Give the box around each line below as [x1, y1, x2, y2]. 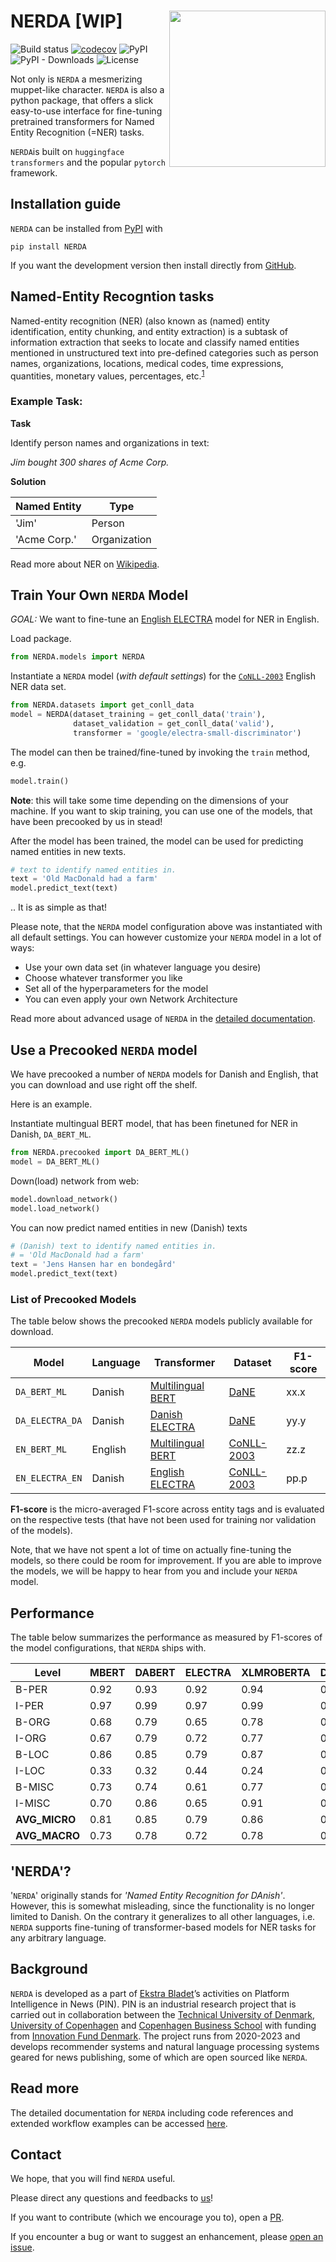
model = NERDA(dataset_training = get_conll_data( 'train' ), [10, 710, 267, 720]
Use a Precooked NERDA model [10, 1041, 198, 1059]
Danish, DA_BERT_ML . [10, 1128, 92, 1140]
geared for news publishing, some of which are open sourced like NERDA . [10, 2051, 308, 2063]
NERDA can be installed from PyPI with [10, 222, 163, 234]
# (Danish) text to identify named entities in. [10, 1241, 217, 1251]
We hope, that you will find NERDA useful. [10, 2173, 176, 2185]
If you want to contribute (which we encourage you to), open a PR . [10, 2211, 285, 2224]
